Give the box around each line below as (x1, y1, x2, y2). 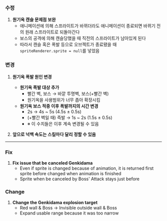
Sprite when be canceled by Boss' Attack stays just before (19, 176, 140, 182)
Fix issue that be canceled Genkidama (12, 160, 93, 166)
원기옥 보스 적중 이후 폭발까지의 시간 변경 (19, 103, 98, 109)
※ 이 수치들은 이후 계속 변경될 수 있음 (27, 120, 99, 126)
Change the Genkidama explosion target (12, 200, 98, 206)
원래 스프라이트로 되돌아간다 (25, 29, 80, 35)
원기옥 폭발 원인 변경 (12, 74, 52, 80)
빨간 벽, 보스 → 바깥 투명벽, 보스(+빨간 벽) (27, 91, 109, 97)
